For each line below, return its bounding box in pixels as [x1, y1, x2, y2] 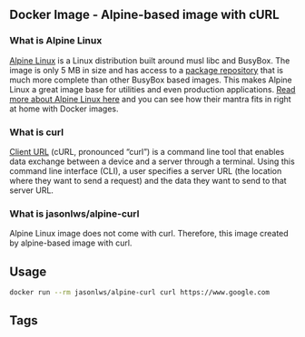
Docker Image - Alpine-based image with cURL [9, 7, 280, 23]
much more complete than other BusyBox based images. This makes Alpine [9, 74, 292, 85]
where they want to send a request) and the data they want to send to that [9, 175, 288, 186]
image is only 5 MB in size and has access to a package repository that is [9, 64, 284, 75]
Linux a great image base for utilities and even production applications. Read [9, 83, 296, 94]
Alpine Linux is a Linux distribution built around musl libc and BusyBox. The [9, 54, 290, 66]
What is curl [9, 126, 64, 139]
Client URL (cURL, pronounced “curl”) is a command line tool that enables [9, 146, 285, 157]
